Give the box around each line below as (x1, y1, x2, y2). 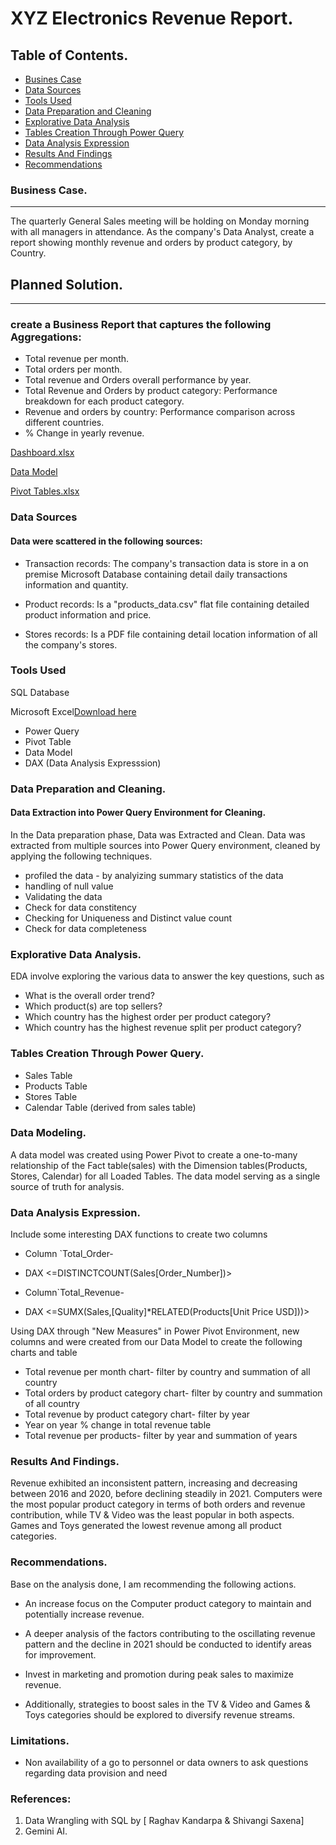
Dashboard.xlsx (10, 447, 75, 459)
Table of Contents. (10, 47, 129, 64)
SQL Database (10, 686, 70, 698)
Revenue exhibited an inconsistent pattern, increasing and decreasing (10, 1477, 298, 1489)
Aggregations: (10, 330, 82, 344)
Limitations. (10, 1733, 70, 1747)
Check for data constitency (24, 901, 137, 913)
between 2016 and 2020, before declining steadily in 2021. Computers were (10, 1488, 323, 1500)
